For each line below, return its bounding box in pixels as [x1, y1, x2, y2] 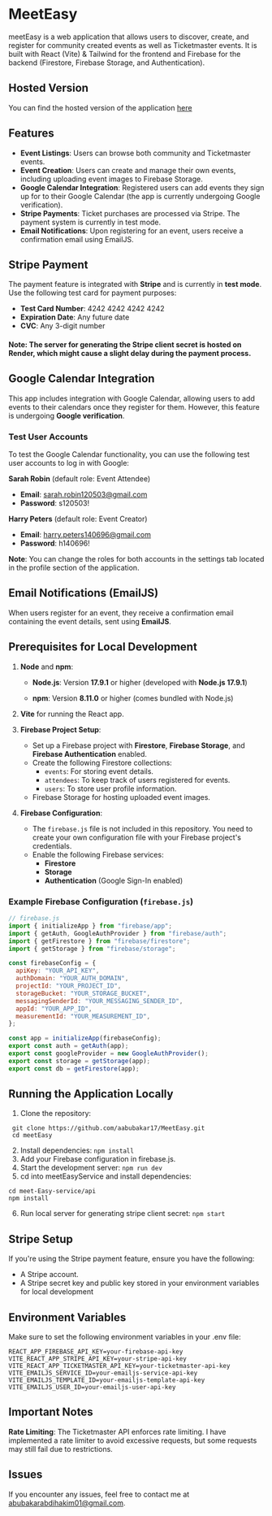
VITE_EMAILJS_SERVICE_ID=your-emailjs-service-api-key [8, 1369, 198, 1378]
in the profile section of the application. [8, 563, 140, 573]
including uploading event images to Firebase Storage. [19, 174, 203, 184]
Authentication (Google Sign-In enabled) [44, 875, 183, 885]
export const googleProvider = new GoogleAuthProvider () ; [8, 1049, 209, 1058]
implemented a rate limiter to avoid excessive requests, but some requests [8, 1436, 257, 1445]
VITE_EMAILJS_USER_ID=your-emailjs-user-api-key [8, 1384, 176, 1392]
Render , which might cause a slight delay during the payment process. [8, 348, 252, 358]
